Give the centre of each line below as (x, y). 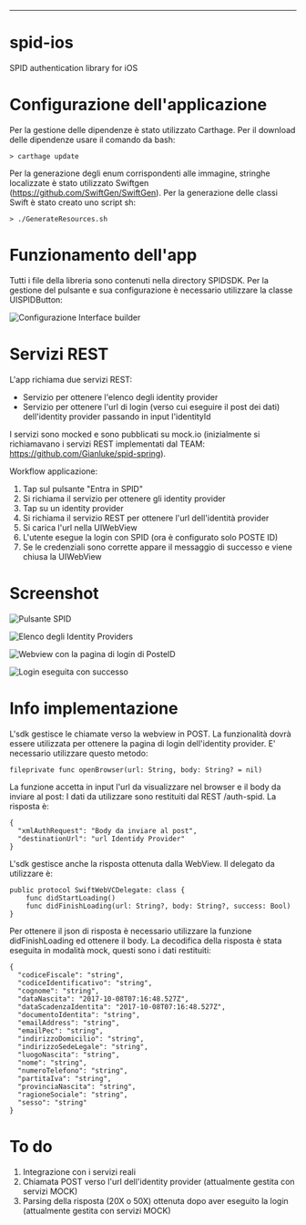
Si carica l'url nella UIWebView (80, 527)
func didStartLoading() (71, 898)
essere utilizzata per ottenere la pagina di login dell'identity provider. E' (143, 743)
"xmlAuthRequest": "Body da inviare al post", (107, 830)
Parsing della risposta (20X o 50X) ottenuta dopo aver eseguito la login (155, 1200)
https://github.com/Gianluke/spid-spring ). (88, 453)
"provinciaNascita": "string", (77, 1086)
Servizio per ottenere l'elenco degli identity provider (120, 396)
